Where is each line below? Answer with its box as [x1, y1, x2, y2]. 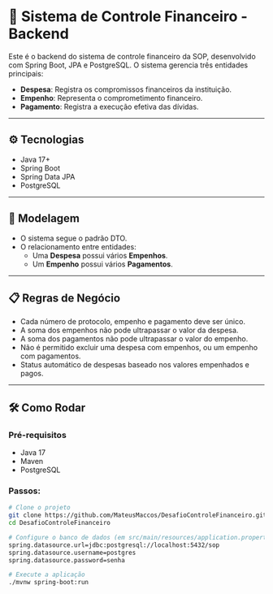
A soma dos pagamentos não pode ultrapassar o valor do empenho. [19, 334, 249, 344]
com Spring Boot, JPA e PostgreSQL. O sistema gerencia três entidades [8, 60, 249, 70]
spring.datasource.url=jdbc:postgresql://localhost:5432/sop [8, 540, 220, 549]
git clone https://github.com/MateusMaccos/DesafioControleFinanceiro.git [8, 511, 267, 519]
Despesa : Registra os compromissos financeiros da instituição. [19, 85, 232, 94]
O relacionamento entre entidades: [19, 241, 136, 251]
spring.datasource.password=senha [8, 556, 126, 564]
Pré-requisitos [8, 429, 67, 440]
